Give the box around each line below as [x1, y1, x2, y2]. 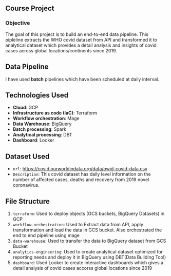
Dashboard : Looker [12, 137, 54, 143]
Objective [5, 19, 30, 27]
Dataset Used [5, 152, 50, 161]
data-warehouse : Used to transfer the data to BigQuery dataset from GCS [12, 238, 166, 244]
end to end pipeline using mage [12, 232, 80, 238]
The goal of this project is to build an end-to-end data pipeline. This [5, 31, 149, 37]
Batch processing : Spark [12, 126, 67, 132]
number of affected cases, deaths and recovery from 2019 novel [12, 176, 149, 183]
